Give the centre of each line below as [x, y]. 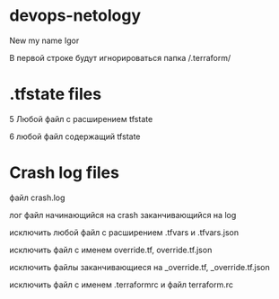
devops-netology [75, 16]
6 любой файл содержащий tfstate [75, 136]
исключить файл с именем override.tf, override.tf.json [111, 250]
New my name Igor [44, 40]
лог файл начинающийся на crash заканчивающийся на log [123, 215]
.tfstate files [55, 94]
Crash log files [64, 173]
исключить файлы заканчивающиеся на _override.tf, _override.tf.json [140, 267]
